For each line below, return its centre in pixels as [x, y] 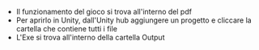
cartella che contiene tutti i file [66, 29]
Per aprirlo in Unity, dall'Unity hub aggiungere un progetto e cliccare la [134, 20]
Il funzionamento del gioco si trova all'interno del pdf [104, 12]
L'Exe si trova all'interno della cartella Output [90, 37]
